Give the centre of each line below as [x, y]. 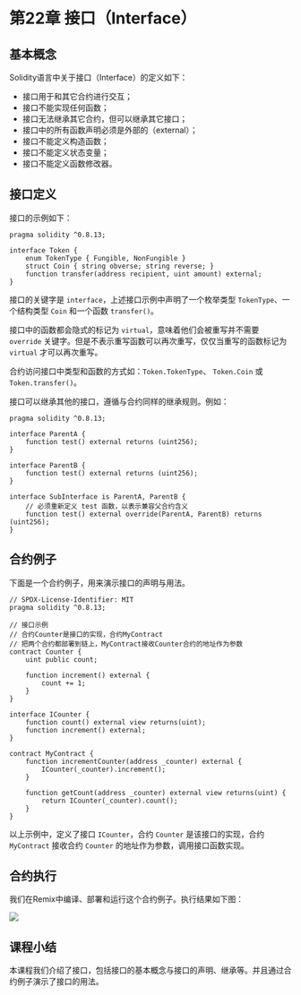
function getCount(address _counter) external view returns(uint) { [156, 793]
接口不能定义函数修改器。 [69, 163]
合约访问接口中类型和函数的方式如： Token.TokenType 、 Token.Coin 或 [136, 371]
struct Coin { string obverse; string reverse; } [120, 266]
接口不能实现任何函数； [65, 107]
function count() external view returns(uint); [116, 722]
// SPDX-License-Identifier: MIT [72, 600]
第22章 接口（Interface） [103, 18]
